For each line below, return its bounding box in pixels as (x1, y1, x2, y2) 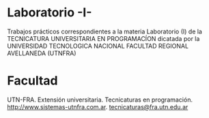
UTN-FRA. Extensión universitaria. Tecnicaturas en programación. (7, 95, 193, 104)
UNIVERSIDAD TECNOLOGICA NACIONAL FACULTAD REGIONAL (7, 42, 189, 50)
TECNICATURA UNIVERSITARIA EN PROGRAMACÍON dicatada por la (7, 34, 200, 42)
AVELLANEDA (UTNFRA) (7, 49, 76, 57)
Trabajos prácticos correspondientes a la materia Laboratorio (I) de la (7, 27, 203, 35)
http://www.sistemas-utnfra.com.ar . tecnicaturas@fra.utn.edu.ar (7, 102, 189, 110)
